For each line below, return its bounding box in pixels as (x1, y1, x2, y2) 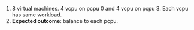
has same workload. (11, 11, 62, 18)
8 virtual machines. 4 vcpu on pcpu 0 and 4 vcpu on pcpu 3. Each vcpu (11, 5, 189, 12)
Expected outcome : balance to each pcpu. (11, 18, 119, 24)
